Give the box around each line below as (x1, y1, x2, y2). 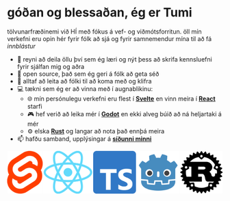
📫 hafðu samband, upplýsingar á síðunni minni (16, 135, 152, 143)
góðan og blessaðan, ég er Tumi (7, 5, 193, 21)
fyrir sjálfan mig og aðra (16, 62, 85, 70)
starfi (27, 102, 42, 110)
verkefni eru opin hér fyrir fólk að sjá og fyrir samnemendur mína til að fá (7, 34, 212, 42)
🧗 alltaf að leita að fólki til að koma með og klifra (16, 77, 152, 85)
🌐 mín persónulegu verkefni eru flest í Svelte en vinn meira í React (27, 94, 216, 103)
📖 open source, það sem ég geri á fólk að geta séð (16, 70, 159, 78)
